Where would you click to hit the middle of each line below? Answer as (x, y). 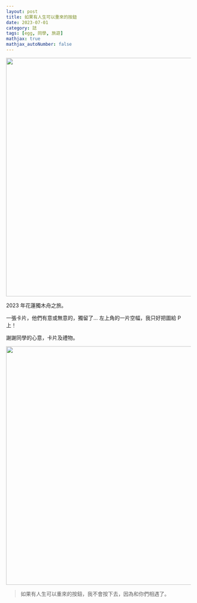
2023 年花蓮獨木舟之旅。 (36, 305)
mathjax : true (23, 39)
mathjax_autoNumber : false (39, 45)
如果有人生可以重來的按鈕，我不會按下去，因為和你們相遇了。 (95, 594)
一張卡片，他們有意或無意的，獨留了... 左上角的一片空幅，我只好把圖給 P (94, 318)
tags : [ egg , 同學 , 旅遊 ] (35, 33)
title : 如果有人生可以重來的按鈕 (42, 17)
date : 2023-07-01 (27, 22)
